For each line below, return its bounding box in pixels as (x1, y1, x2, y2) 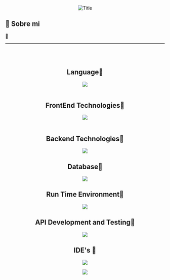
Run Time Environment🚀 (46, 190, 124, 199)
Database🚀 (67, 162, 103, 171)
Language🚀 (66, 68, 104, 77)
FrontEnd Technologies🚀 (45, 101, 125, 110)
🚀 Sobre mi (5, 20, 40, 28)
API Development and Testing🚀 (35, 218, 135, 227)
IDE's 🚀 (73, 246, 97, 255)
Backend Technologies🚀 (46, 134, 124, 143)
